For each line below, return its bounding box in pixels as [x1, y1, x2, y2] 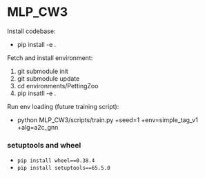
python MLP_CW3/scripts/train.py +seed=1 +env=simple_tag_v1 [17, 115, 198, 124]
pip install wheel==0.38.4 [17, 157, 95, 164]
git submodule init [17, 67, 69, 75]
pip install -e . [17, 40, 57, 48]
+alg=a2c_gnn [17, 123, 59, 131]
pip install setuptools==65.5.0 [17, 165, 110, 172]
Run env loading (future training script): [7, 102, 119, 110]
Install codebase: [7, 27, 56, 35]
